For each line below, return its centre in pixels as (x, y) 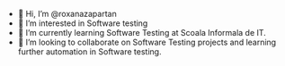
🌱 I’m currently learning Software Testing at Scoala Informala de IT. (142, 33)
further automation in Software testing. (89, 52)
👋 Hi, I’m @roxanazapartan (67, 14)
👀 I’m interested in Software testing (83, 23)
